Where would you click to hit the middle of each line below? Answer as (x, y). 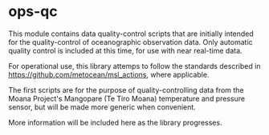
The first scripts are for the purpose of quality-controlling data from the (126, 89)
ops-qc (33, 12)
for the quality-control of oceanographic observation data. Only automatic (130, 42)
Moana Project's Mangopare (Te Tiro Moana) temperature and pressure (127, 98)
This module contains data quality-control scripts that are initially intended (131, 34)
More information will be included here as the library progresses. (115, 122)
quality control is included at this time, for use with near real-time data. (125, 50)
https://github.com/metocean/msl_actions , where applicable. (109, 74)
